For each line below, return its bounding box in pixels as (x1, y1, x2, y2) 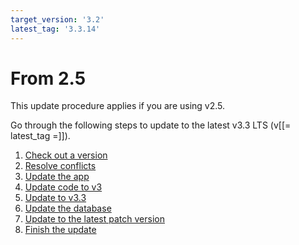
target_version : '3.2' (10, 14, 105, 25)
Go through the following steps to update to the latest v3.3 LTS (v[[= (10, 119, 292, 131)
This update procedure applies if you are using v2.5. (10, 100, 226, 112)
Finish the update (24, 224, 97, 236)
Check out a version (24, 149, 108, 161)
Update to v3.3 (24, 192, 87, 204)
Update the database (24, 202, 112, 215)
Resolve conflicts (24, 160, 97, 172)
